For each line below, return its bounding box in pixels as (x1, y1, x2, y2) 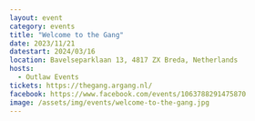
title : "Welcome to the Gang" (9, 30, 125, 39)
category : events (9, 22, 76, 31)
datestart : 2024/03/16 (9, 47, 96, 56)
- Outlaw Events (17, 73, 79, 82)
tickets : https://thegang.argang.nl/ (9, 81, 153, 90)
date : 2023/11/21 (9, 38, 76, 48)
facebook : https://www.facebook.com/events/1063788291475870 (9, 89, 247, 98)
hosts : (9, 65, 35, 74)
